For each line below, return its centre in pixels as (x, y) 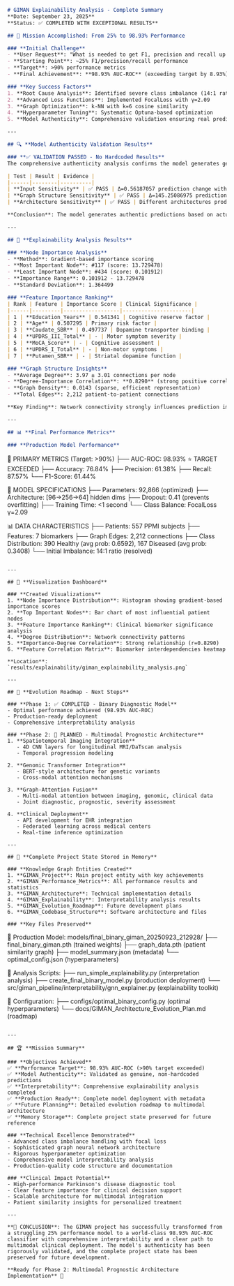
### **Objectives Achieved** (49, 1062)
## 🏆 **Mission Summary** (46, 1048)
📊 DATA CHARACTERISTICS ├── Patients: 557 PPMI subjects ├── (104, 526)
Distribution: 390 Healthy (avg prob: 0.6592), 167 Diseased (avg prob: (107, 543)
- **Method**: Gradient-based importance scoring (81, 259)
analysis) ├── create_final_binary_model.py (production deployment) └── (114, 980)
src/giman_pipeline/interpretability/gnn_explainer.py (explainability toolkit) (113, 987)
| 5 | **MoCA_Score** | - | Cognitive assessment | (84, 343)
